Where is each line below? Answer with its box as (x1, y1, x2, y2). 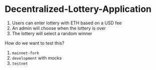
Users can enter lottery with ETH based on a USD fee (11, 20, 122, 26)
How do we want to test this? (4, 40, 64, 46)
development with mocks (11, 55, 62, 61)
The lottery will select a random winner (11, 30, 92, 36)
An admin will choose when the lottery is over (11, 25, 106, 31)
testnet (11, 61, 28, 66)
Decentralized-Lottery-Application (4, 3, 152, 15)
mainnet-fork (11, 51, 39, 56)
